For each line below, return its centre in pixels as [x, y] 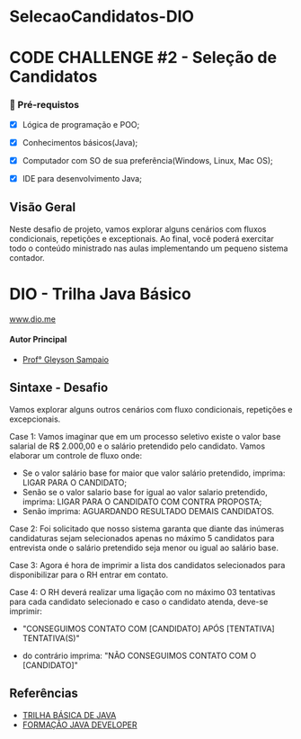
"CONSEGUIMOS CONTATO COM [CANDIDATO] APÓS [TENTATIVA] [149, 628]
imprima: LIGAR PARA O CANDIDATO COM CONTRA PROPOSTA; [142, 502]
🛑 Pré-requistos [44, 105]
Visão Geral [43, 207]
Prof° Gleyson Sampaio [66, 359]
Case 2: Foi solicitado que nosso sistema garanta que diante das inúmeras [147, 529]
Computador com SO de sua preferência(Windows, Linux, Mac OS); [148, 160]
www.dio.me [33, 319]
